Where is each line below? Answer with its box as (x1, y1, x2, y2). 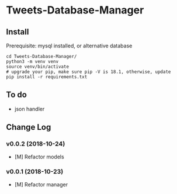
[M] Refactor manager (14, 181, 68, 188)
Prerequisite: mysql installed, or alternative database (6, 42, 133, 49)
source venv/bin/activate (6, 64, 69, 70)
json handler (14, 105, 45, 112)
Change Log (6, 122, 51, 132)
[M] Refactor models (14, 153, 64, 160)
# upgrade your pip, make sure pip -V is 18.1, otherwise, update (6, 69, 171, 75)
